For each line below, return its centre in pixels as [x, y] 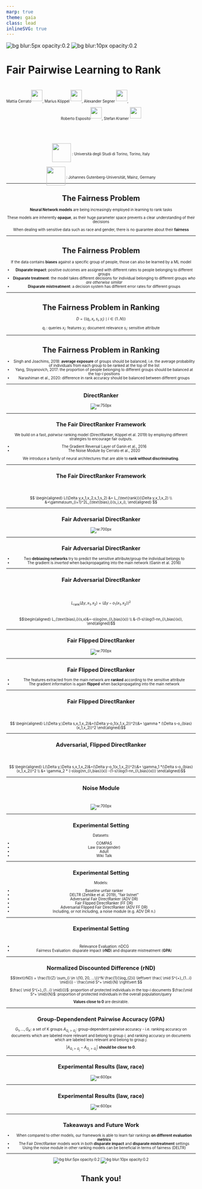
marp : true [20, 12]
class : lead [21, 23]
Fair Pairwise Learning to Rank [84, 70]
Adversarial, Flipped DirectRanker [101, 745]
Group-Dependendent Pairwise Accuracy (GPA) [101, 1019]
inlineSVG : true [26, 29]
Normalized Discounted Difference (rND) [101, 968]
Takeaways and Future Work [101, 1125]
